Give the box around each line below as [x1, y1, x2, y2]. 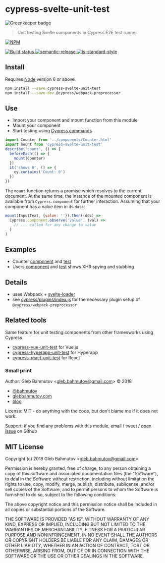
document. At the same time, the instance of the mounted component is [5, 193, 152, 199]
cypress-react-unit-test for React [12, 354, 80, 360]
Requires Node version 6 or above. [5, 76, 76, 82]
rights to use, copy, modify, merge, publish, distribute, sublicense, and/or [5, 481, 155, 487]
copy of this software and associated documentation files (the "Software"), [5, 470, 159, 476]
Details [5, 278, 27, 286]
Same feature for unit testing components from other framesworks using [5, 329, 154, 335]
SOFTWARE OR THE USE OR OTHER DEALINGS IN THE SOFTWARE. [5, 553, 144, 559]
